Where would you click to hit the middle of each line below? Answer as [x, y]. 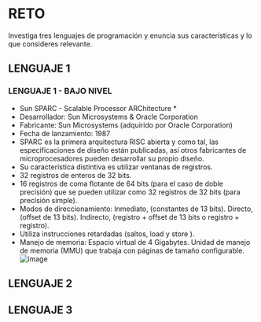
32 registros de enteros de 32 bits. [75, 175]
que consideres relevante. [50, 43]
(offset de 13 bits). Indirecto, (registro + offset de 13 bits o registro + [129, 217]
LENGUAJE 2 [40, 284]
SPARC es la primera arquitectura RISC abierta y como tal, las [119, 142]
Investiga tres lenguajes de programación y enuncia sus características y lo [130, 35]
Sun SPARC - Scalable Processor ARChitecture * [98, 108]
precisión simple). [48, 200]
